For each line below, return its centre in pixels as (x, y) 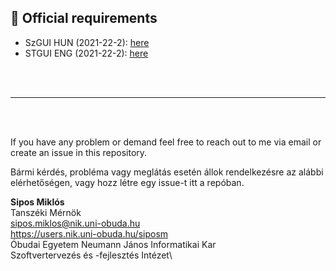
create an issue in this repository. (79, 152)
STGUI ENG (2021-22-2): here (86, 53)
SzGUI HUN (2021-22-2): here (87, 42)
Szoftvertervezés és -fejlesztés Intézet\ (91, 255)
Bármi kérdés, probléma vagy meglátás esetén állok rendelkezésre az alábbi (167, 172)
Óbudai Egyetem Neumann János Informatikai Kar (113, 244)
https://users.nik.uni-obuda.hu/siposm (89, 233)
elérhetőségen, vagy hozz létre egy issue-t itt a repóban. (127, 182)
